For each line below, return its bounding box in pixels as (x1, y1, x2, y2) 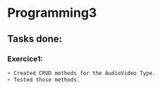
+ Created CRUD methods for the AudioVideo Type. (7, 69, 156, 76)
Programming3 (7, 5, 97, 21)
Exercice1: (7, 54, 44, 64)
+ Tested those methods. (7, 76, 80, 83)
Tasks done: (7, 33, 63, 45)
